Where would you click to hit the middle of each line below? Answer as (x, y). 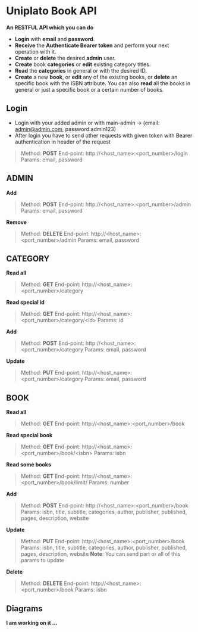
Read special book (29, 435)
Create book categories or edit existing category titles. (83, 64)
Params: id (110, 320)
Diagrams (24, 608)
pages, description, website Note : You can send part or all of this (100, 554)
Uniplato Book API (51, 11)
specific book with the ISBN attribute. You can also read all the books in (103, 83)
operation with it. (35, 51)
